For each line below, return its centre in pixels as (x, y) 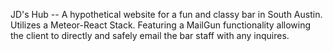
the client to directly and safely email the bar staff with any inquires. (150, 35)
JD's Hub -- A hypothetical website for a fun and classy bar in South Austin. (166, 14)
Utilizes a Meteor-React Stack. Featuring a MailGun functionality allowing (161, 25)
